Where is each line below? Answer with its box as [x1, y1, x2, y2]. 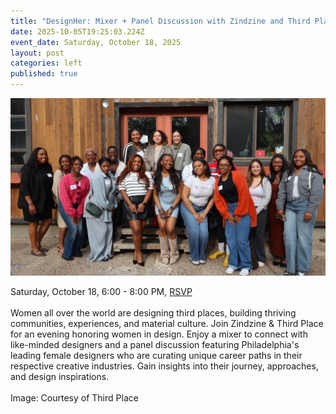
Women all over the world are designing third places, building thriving [10, 306, 297, 319]
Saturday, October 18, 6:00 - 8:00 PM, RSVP [10, 285, 193, 297]
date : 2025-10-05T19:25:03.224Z [10, 26, 145, 37]
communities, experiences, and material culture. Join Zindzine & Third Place [10, 317, 324, 329]
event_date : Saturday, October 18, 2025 [10, 37, 182, 47]
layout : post [10, 48, 65, 58]
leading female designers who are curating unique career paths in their [10, 349, 303, 361]
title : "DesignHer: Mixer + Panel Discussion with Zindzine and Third [10, 16, 311, 26]
